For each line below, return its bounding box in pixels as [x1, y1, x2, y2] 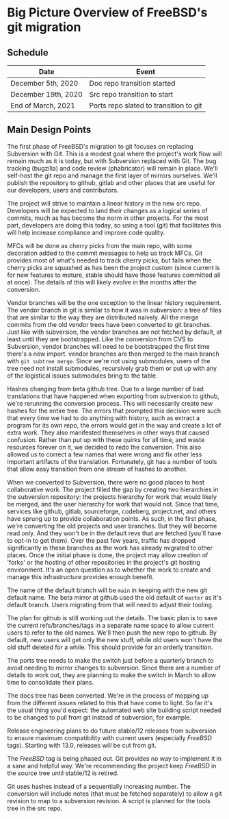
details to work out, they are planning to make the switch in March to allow [7, 670, 217, 679]
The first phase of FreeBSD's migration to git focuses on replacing [7, 142, 193, 150]
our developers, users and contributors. [7, 186, 119, 194]
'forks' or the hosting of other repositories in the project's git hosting [7, 558, 200, 566]
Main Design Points [7, 124, 92, 136]
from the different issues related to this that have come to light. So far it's [7, 698, 213, 707]
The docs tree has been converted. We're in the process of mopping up [7, 691, 209, 700]
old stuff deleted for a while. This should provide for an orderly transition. [7, 643, 213, 651]
